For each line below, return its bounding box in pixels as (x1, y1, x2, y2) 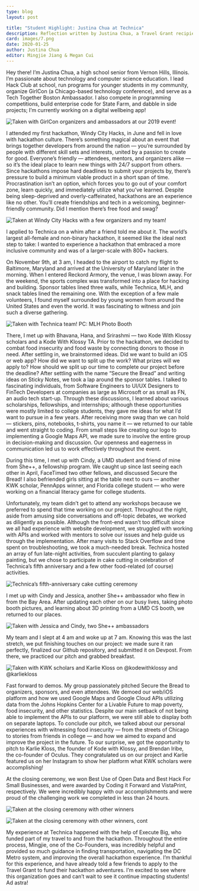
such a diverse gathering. (6, 309, 69, 316)
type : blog (6, 8, 33, 15)
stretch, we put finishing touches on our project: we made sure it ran (6, 640, 174, 647)
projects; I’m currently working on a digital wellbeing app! (6, 106, 146, 113)
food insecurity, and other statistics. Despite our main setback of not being (6, 707, 189, 714)
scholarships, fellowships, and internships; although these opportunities (6, 401, 182, 408)
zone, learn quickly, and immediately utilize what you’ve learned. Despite (6, 186, 184, 193)
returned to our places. (6, 611, 62, 618)
